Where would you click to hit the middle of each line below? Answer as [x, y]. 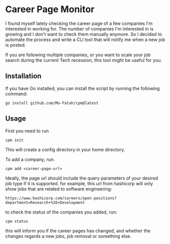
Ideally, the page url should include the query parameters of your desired [82, 178]
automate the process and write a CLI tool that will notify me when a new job [85, 40]
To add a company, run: [30, 159]
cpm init [14, 140]
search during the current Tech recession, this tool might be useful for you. [84, 60]
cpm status [17, 221]
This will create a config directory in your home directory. [65, 149]
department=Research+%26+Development [45, 202]
